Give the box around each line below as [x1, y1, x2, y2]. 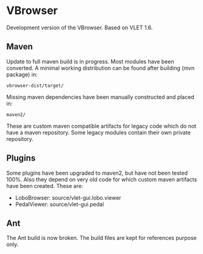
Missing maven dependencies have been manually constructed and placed [6, 93, 194, 101]
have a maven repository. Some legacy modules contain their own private [6, 129, 191, 136]
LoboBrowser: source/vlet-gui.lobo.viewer [15, 194, 122, 201]
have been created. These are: [6, 182, 84, 189]
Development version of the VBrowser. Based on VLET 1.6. [6, 24, 153, 31]
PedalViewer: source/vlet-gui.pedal [15, 200, 104, 208]
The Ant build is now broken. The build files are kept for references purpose [6, 234, 197, 242]
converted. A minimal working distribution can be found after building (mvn [6, 64, 195, 71]
